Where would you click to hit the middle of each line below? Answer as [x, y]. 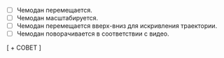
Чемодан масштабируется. [57, 18]
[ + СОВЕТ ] [24, 48]
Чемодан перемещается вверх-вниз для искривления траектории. [117, 26]
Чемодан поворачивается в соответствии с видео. [93, 34]
